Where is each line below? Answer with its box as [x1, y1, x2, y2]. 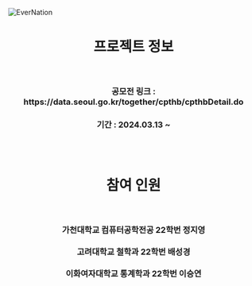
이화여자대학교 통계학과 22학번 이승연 [65, 269, 202, 280]
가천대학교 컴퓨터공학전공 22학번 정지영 [61, 225, 206, 236]
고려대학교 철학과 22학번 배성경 [76, 246, 191, 257]
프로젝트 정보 [93, 38, 174, 56]
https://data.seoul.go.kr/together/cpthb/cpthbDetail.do [23, 96, 244, 107]
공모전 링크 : [110, 86, 157, 97]
